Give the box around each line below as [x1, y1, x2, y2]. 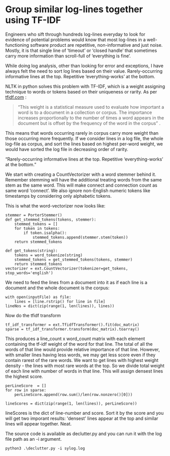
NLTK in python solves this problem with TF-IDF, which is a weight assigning [5, 83, 165, 89]
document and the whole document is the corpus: [5, 285, 110, 291]
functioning [5, 42, 29, 48]
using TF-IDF [5, 14, 61, 26]
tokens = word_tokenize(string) [14, 253, 83, 258]
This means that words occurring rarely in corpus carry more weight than [5, 130, 159, 136]
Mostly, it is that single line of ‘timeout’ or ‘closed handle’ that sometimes [5, 47, 157, 53]
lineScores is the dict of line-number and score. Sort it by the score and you [5, 410, 164, 416]
